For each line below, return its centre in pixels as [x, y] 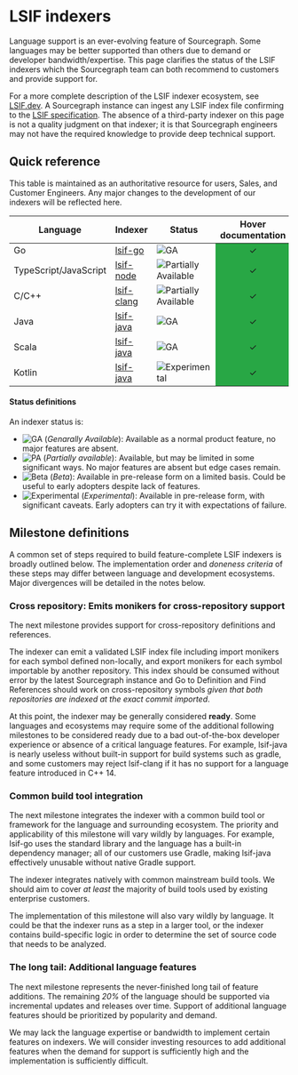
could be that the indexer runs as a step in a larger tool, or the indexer [137, 926]
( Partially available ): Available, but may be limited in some [149, 457]
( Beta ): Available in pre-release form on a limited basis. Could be [168, 477]
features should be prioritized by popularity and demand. [113, 1015]
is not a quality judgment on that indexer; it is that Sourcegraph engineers [143, 124]
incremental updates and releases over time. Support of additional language [148, 1006]
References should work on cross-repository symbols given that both [136, 690]
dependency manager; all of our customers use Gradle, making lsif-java [140, 853]
